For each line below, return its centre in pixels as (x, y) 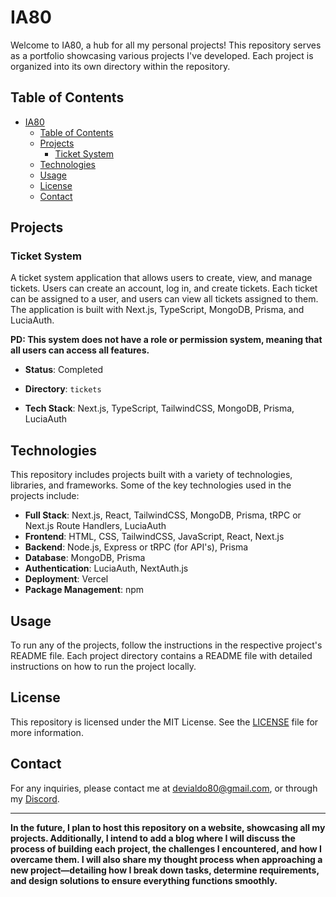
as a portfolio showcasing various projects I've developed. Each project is (162, 55)
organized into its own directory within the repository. (120, 66)
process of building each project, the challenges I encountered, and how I (166, 848)
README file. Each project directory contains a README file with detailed (161, 656)
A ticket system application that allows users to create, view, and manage (161, 278)
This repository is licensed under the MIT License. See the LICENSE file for (164, 722)
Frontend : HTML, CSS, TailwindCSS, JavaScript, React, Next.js (154, 537)
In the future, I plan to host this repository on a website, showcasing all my (168, 827)
